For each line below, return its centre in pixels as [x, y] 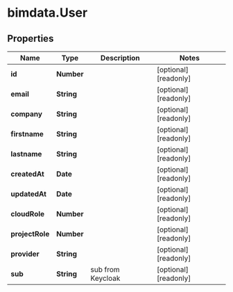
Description [120, 58]
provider [25, 254]
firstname [27, 134]
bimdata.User [48, 13]
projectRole [30, 234]
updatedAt [29, 194]
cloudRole [28, 214]
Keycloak [105, 278]
